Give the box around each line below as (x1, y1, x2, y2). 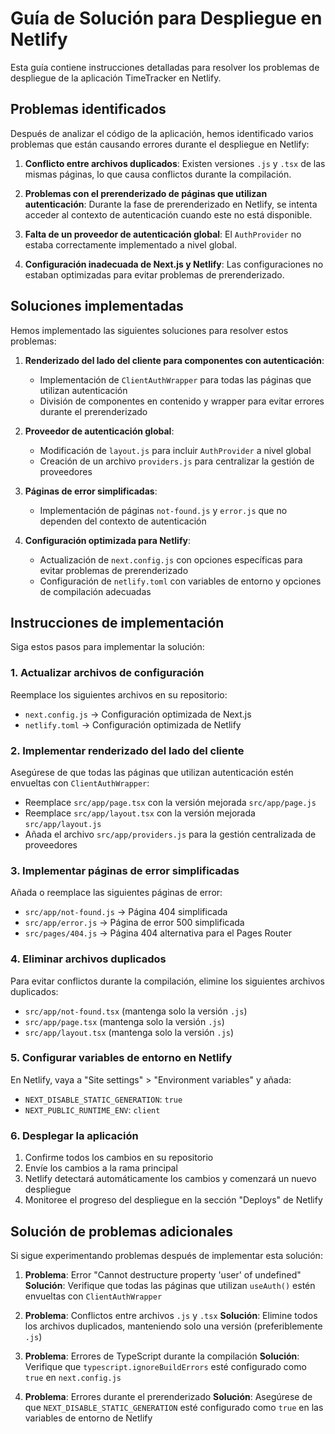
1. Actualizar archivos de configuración (10, 666, 205, 680)
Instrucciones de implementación (10, 614, 225, 631)
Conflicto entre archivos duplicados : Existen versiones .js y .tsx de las (24, 157, 326, 169)
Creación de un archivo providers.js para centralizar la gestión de (39, 455, 315, 467)
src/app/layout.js (24, 819, 102, 829)
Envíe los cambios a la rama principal (24, 1162, 178, 1174)
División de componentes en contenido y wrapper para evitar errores (39, 395, 325, 407)
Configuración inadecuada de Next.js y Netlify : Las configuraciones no (24, 258, 324, 270)
